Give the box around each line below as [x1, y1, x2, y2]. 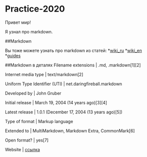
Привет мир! [5, 19, 31, 25]
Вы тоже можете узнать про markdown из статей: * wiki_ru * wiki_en [5, 47, 142, 53]
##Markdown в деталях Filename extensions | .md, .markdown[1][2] [5, 62, 141, 68]
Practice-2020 [5, 3, 65, 15]
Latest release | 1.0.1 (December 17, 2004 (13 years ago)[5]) [5, 109, 123, 115]
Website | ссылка [5, 146, 40, 152]
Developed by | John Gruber [5, 90, 62, 96]
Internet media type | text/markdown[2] [5, 71, 83, 77]
